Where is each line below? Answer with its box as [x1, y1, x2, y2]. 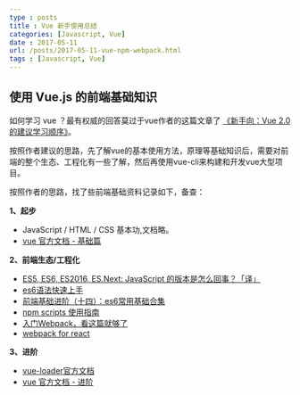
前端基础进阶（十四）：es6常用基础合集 [21, 295, 166, 306]
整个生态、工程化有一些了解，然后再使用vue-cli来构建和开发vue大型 [24, 156, 275, 167]
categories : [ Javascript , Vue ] [9, 29, 126, 38]
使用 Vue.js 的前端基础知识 [9, 90, 158, 105]
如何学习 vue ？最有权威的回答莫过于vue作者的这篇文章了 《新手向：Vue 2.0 [9, 115, 291, 126]
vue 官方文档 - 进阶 [21, 376, 94, 387]
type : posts [9, 12, 58, 22]
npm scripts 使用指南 [21, 307, 100, 317]
